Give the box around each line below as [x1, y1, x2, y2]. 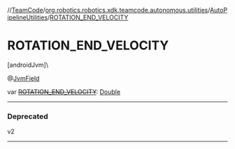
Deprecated [7, 111, 49, 121]
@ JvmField [7, 74, 40, 82]
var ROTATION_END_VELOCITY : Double [7, 87, 121, 96]
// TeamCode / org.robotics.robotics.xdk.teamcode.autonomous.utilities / [7, 6, 211, 14]
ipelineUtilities [7, 13, 48, 22]
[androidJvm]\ [7, 61, 49, 69]
